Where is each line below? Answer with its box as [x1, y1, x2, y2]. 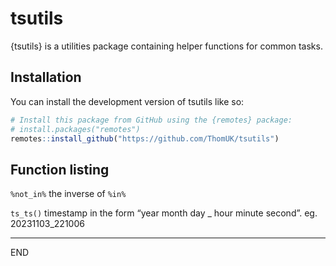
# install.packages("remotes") [10, 124, 141, 134]
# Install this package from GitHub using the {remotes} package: [10, 115, 293, 125]
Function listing [10, 161, 110, 178]
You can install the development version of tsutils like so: [10, 95, 245, 107]
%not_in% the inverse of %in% [10, 188, 127, 200]
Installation [10, 69, 82, 86]
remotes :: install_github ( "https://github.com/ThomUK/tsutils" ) [10, 133, 280, 144]
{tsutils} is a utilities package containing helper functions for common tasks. [10, 40, 323, 52]
